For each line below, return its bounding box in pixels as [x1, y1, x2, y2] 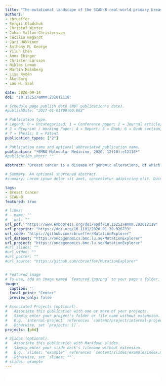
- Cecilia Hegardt [5, 35, 43, 40]
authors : [5, 12, 23, 17]
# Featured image [5, 272, 41, 277]
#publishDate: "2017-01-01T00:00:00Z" [5, 108, 85, 113]
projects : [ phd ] [5, 327, 39, 332]
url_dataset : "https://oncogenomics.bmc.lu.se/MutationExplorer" [5, 236, 142, 241]
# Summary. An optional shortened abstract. [5, 172, 98, 177]
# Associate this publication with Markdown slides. [5, 341, 121, 346]
